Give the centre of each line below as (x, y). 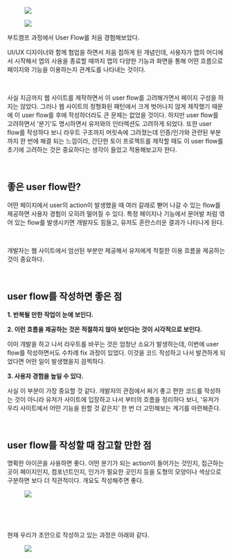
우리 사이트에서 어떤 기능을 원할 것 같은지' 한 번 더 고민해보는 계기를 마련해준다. (114, 408)
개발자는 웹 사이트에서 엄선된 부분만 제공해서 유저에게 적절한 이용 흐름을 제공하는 (116, 250)
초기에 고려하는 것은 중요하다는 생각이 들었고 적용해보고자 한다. (92, 150)
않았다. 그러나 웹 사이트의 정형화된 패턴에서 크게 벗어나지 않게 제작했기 (115, 106)
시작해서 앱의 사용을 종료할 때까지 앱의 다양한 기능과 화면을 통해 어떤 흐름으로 (119, 61)
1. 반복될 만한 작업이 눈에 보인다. (50, 314)
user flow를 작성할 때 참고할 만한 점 (79, 446)
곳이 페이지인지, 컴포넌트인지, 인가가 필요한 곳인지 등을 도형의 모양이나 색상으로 (114, 472)
